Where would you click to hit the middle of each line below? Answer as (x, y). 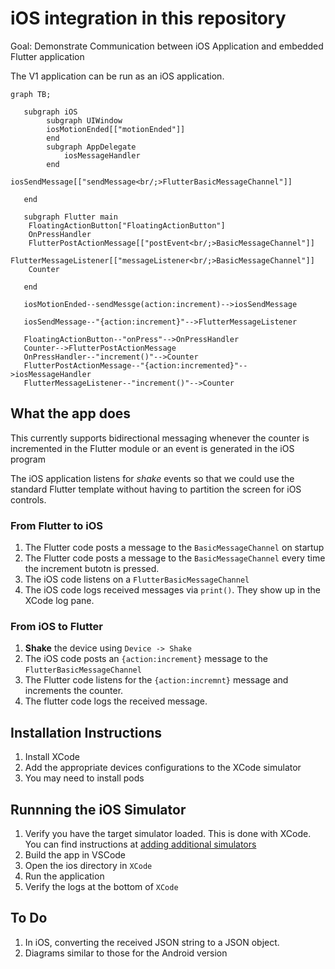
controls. (28, 499)
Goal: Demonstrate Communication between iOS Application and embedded (167, 46)
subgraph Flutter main (70, 217)
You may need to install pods (84, 778)
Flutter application (47, 56)
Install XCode (52, 757)
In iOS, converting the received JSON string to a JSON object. (152, 942)
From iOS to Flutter (57, 626)
